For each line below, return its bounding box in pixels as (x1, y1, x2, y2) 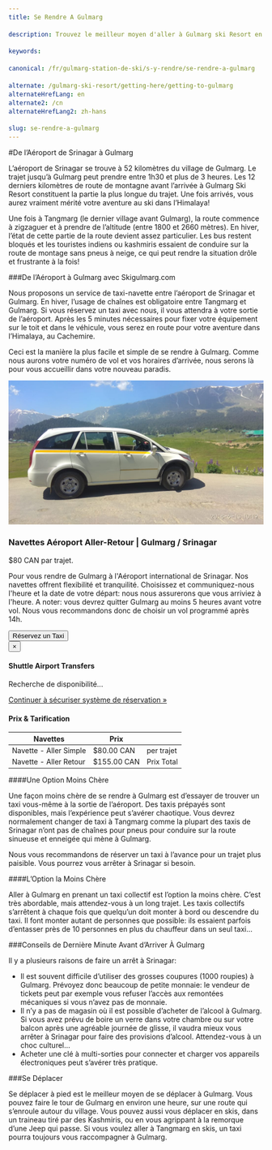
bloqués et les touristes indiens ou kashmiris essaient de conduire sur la (8, 239, 249, 249)
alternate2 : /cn (8, 98, 63, 107)
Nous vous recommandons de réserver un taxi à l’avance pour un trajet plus (8, 849, 261, 859)
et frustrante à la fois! (8, 256, 80, 266)
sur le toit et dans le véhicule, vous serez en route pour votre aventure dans (8, 323, 261, 332)
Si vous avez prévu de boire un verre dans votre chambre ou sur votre (19, 1014, 254, 1024)
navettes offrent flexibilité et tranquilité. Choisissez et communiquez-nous (8, 579, 255, 589)
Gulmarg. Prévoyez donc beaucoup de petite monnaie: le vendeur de (19, 980, 250, 989)
